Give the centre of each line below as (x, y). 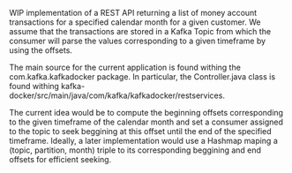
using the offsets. (41, 50)
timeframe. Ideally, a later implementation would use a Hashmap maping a (143, 141)
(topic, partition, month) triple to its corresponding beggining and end (135, 150)
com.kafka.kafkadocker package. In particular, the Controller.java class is (142, 77)
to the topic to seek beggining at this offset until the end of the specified (140, 131)
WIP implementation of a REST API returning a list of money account (133, 13)
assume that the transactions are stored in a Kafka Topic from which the (140, 31)
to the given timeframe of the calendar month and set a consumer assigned (146, 122)
